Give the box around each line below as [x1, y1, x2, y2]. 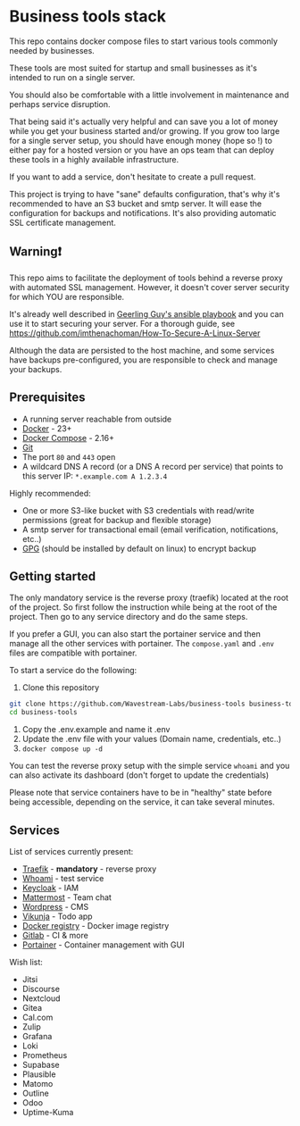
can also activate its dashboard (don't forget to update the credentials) [9, 770, 270, 780]
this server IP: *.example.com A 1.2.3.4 [21, 471, 168, 481]
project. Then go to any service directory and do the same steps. [9, 612, 248, 622]
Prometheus [21, 1049, 68, 1060]
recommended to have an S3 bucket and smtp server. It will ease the [9, 198, 262, 209]
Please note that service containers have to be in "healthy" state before [9, 788, 272, 798]
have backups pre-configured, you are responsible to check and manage [9, 354, 279, 365]
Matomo [21, 1078, 54, 1088]
